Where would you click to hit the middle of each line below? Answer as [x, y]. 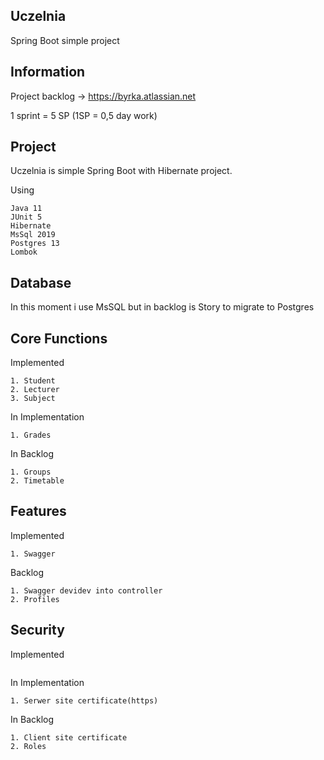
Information [48, 72]
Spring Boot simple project [65, 40]
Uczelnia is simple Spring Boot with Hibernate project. [121, 171]
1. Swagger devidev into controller [86, 590]
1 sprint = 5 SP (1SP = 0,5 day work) [84, 115]
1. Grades [31, 435]
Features [38, 511]
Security [37, 630]
